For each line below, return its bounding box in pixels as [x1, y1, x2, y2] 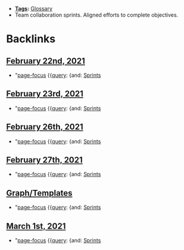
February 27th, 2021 [6, 155, 83, 165]
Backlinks [6, 32, 56, 46]
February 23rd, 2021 [6, 89, 83, 99]
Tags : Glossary [14, 5, 52, 12]
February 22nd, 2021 [6, 56, 85, 66]
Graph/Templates [6, 187, 73, 198]
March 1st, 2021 [6, 221, 66, 231]
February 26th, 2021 [6, 122, 83, 132]
